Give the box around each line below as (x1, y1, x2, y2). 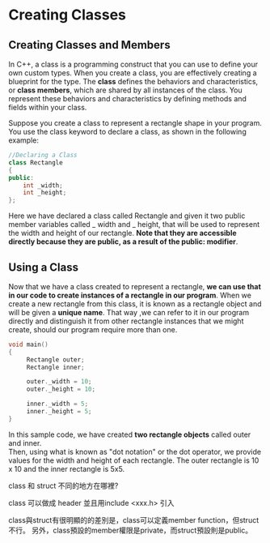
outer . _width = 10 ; (26, 378, 92, 386)
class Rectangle (8, 158, 63, 167)
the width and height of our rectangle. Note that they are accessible (8, 229, 237, 238)
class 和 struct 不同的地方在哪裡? (8, 481, 119, 490)
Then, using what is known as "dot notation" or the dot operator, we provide (8, 447, 261, 456)
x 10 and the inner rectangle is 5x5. (8, 464, 125, 473)
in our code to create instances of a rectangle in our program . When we (8, 290, 252, 300)
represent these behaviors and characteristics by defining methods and (8, 94, 247, 103)
